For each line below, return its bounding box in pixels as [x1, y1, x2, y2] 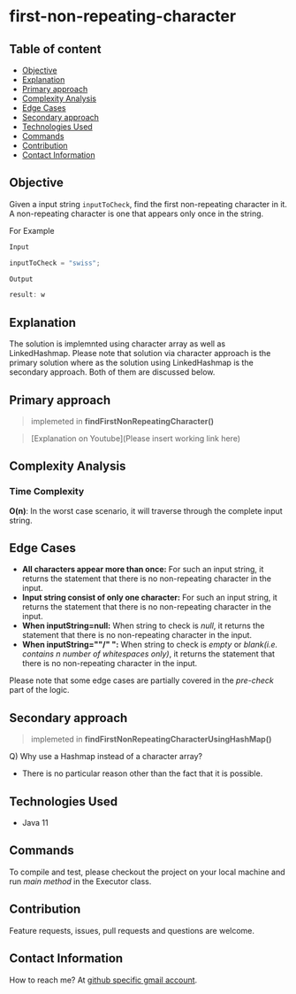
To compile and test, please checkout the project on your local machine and [9, 866, 285, 877]
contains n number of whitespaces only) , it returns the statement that [21, 648, 276, 659]
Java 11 [21, 818, 49, 828]
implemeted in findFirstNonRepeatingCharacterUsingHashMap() [30, 734, 272, 745]
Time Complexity [9, 485, 85, 498]
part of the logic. [9, 685, 70, 695]
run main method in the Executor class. [9, 875, 152, 887]
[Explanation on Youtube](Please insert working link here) [30, 432, 241, 444]
